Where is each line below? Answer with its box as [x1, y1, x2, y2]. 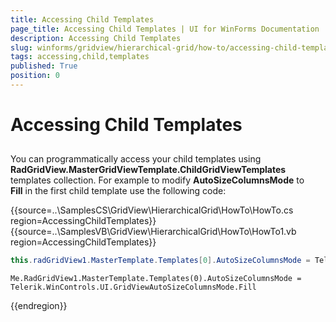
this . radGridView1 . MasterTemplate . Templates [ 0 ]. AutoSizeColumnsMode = [10, 256, 311, 266]
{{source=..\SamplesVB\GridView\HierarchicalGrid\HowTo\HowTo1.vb [10, 226, 297, 238]
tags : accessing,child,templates [10, 52, 150, 62]
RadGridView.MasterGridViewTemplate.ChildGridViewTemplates [10, 164, 287, 176]
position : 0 [10, 71, 60, 81]
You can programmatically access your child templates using [10, 153, 262, 165]
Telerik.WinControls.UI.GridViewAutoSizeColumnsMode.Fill [10, 282, 257, 293]
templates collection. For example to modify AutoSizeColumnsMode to [10, 174, 305, 186]
